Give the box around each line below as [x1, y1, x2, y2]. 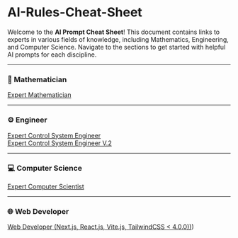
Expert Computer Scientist [7, 182, 85, 191]
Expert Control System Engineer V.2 [7, 139, 112, 147]
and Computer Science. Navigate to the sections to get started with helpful [7, 42, 226, 51]
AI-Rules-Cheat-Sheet [7, 4, 143, 21]
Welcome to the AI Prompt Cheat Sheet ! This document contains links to [7, 28, 220, 36]
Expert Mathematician [7, 91, 72, 99]
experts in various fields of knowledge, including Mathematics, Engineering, [7, 35, 229, 43]
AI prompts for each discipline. [7, 50, 97, 59]
